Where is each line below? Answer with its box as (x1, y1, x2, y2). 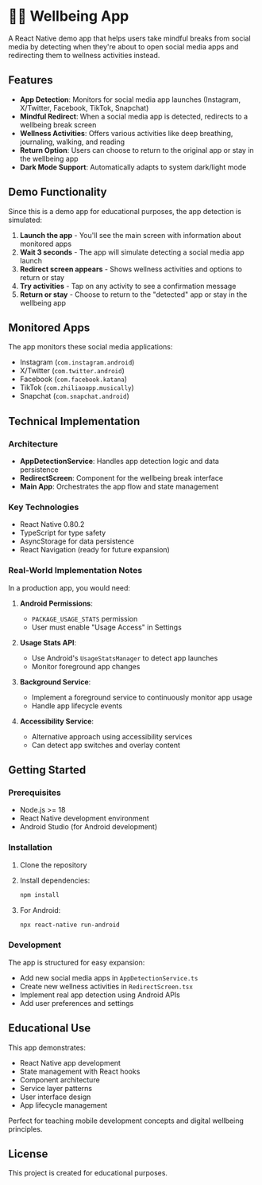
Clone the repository (19, 860, 87, 870)
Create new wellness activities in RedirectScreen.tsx (19, 981, 193, 991)
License (8, 1147, 48, 1160)
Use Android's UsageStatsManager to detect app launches (31, 653, 218, 663)
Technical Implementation (8, 414, 141, 428)
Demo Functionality (8, 185, 107, 199)
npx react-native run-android (19, 921, 121, 929)
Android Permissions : (19, 598, 94, 608)
